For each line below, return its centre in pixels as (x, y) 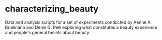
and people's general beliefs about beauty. (48, 32)
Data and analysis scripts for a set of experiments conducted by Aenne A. (79, 22)
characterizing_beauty (52, 9)
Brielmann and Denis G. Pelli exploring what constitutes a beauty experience (81, 27)
